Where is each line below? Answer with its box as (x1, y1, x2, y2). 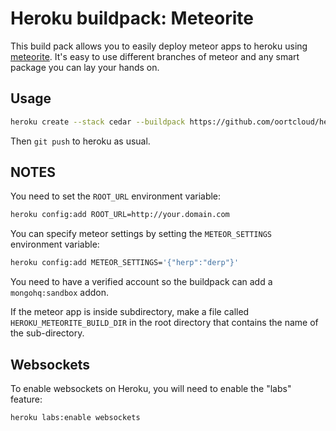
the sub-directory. (10, 327, 85, 339)
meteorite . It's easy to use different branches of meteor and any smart (10, 50, 300, 62)
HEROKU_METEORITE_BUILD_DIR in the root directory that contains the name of (10, 317, 319, 329)
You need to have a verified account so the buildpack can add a (10, 276, 273, 288)
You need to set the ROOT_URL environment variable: (10, 190, 222, 202)
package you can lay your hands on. (10, 61, 160, 73)
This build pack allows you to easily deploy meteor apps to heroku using (10, 40, 308, 52)
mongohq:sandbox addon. (10, 287, 110, 299)
